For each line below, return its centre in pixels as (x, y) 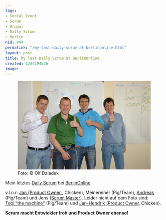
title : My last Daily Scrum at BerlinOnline (52, 58)
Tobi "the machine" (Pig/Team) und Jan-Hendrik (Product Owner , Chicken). (83, 203)
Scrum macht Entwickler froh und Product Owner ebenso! (67, 212)
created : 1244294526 (27, 63)
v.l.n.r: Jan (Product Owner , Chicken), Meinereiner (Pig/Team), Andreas (80, 192)
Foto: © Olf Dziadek (38, 173)
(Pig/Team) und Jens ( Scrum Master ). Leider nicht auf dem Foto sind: (77, 197)
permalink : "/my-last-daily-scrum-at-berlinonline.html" (66, 48)
